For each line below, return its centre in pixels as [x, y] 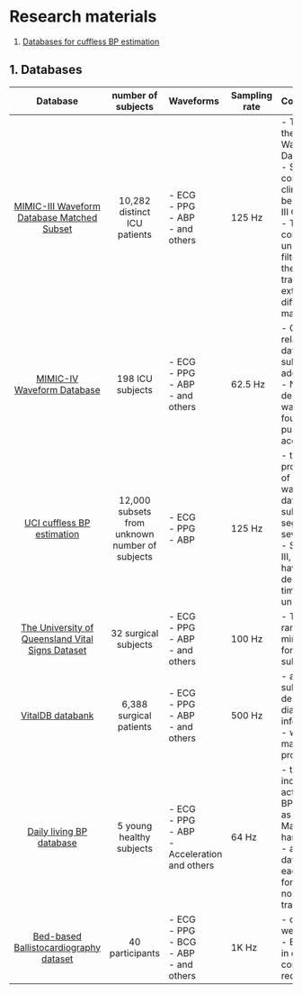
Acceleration [195, 853]
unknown [135, 533]
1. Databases [46, 70]
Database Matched [58, 217]
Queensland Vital [58, 639]
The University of [58, 627]
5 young [135, 825]
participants [134, 953]
